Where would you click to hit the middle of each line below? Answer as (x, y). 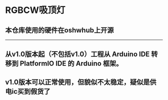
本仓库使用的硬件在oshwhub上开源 (59, 30)
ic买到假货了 (31, 91)
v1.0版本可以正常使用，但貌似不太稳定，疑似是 (77, 82)
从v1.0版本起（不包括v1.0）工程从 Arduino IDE (77, 54)
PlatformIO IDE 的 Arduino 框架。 (71, 63)
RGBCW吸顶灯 (35, 10)
